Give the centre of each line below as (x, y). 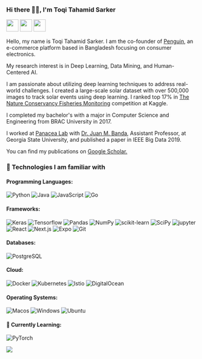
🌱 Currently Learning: (34, 324)
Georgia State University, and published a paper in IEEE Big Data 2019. (94, 140)
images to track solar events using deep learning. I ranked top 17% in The (98, 97)
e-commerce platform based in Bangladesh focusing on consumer (89, 48)
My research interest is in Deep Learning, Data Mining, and (80, 66)
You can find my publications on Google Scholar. (67, 151)
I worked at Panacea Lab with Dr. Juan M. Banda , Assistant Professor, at (96, 133)
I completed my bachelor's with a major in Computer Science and (88, 115)
